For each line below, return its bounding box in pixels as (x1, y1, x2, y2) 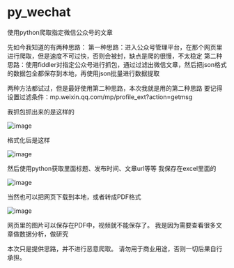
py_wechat (7, 4, 71, 20)
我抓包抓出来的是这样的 (7, 107, 75, 116)
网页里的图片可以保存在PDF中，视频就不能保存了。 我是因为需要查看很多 (7, 221, 217, 229)
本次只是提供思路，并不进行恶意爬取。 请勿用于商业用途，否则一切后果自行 (7, 244, 223, 253)
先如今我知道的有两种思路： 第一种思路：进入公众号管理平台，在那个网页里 (7, 43, 223, 51)
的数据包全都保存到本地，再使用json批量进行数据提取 (7, 69, 160, 77)
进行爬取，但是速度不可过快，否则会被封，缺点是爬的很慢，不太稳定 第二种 (7, 52, 223, 60)
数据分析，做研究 (19, 230, 68, 238)
